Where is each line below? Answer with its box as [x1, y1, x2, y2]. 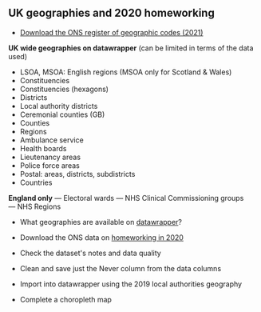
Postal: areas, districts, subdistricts [19, 169, 136, 178]
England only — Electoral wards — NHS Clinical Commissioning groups [8, 193, 244, 202]
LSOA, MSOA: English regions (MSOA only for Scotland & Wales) [19, 67, 232, 77]
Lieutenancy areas [19, 152, 81, 162]
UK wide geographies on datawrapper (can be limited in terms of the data [8, 43, 254, 53]
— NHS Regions [8, 202, 61, 211]
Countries [19, 178, 53, 187]
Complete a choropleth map [19, 294, 112, 304]
